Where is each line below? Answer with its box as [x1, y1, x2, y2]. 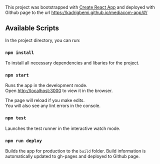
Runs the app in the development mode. [5, 82, 87, 88]
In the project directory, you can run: [5, 37, 80, 43]
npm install [5, 49, 34, 55]
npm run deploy [5, 137, 42, 143]
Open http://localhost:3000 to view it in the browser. [5, 87, 113, 94]
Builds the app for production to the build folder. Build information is [5, 148, 146, 154]
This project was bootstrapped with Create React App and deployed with [5, 4, 155, 10]
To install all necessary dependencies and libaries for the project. [5, 60, 140, 66]
